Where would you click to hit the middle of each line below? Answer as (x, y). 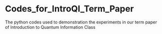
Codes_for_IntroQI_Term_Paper (70, 9)
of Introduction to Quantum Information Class (50, 27)
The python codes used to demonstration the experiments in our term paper (81, 22)
